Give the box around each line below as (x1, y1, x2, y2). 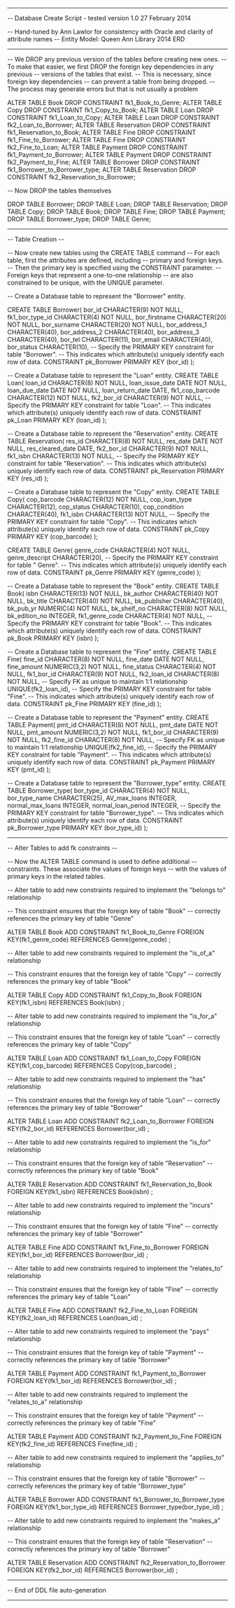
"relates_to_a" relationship (7, 1398, 83, 1406)
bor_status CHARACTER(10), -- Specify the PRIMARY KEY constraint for (7, 343, 215, 351)
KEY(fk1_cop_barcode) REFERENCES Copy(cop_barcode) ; (7, 1061, 176, 1069)
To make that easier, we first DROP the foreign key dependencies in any (7, 62, 214, 71)
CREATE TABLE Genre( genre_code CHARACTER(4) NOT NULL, (7, 546, 191, 554)
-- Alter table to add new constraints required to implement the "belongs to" (7, 886, 226, 894)
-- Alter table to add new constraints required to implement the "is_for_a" (7, 1012, 218, 1020)
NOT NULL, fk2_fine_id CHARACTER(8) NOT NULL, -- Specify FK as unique (7, 736, 225, 743)
